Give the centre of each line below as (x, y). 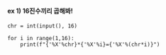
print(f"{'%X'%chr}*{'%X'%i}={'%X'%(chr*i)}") (90, 45)
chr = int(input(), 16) (43, 26)
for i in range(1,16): (41, 39)
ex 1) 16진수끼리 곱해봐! (40, 11)
